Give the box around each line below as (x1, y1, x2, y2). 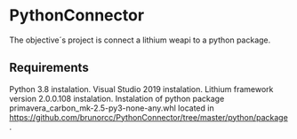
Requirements (9, 60, 89, 75)
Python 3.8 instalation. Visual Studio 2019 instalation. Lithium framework (9, 83, 274, 94)
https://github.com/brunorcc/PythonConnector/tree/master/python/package (9, 112, 289, 122)
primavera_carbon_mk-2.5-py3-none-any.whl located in (9, 103, 215, 113)
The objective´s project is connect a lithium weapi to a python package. (9, 35, 271, 45)
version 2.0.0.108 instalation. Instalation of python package (9, 93, 225, 104)
